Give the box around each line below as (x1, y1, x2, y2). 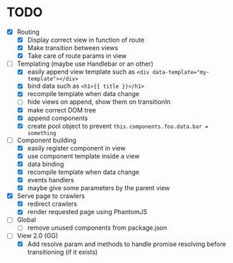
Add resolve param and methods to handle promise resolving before (27, 240, 227, 248)
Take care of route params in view (27, 52, 127, 60)
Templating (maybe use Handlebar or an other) (16, 59, 154, 68)
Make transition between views (27, 44, 119, 52)
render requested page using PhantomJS (27, 208, 148, 216)
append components (27, 114, 88, 122)
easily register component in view (27, 144, 126, 152)
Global (16, 216, 36, 224)
